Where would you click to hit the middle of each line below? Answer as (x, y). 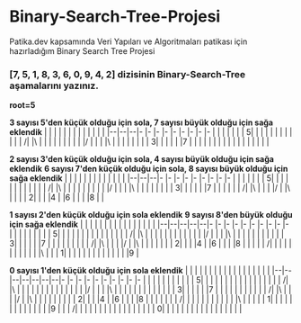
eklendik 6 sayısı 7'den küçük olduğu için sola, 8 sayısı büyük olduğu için (149, 169)
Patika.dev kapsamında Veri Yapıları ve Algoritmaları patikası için (128, 41)
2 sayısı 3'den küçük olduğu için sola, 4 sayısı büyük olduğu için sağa (142, 159)
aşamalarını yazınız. (54, 85)
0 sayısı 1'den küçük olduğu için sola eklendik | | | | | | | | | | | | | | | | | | (140, 271)
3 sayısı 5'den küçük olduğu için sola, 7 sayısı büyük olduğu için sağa (142, 122)
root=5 (22, 105)
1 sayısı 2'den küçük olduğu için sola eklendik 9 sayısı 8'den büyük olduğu (151, 215)
